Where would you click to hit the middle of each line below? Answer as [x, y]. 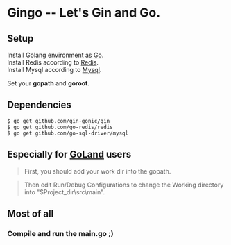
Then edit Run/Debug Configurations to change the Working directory [124, 185]
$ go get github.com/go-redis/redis [60, 127]
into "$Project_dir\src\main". [65, 192]
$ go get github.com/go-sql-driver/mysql [68, 133]
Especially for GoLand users [69, 154]
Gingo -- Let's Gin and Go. [84, 13]
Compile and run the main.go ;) [60, 233]
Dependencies [39, 105]
